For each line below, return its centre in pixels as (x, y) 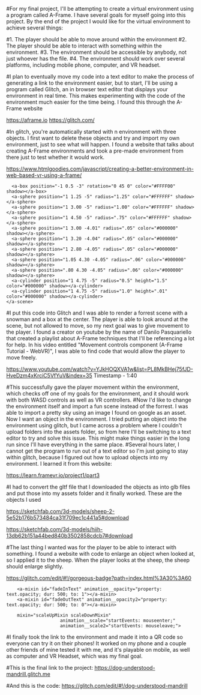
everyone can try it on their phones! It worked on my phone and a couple (96, 643)
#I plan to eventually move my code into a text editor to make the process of (100, 77)
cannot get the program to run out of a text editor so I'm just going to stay (97, 451)
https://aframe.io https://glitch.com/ (50, 120)
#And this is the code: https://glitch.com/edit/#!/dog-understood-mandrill (97, 686)
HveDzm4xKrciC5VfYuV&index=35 (49, 375)
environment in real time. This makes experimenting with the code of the (96, 96)
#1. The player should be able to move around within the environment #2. (97, 39)
